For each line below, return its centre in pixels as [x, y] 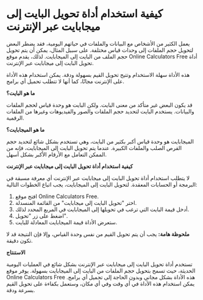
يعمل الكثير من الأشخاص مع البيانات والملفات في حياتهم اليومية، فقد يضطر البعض [98, 43]
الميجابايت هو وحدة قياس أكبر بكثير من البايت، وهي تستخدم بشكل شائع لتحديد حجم [100, 141]
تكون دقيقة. [20, 240]
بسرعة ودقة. [21, 290]
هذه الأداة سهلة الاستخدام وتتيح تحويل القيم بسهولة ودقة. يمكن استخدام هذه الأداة [98, 74]
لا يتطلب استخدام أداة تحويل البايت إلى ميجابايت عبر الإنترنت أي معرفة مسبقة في [98, 178]
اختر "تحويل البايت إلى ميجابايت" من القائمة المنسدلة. [76, 202]
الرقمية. [15, 118]
